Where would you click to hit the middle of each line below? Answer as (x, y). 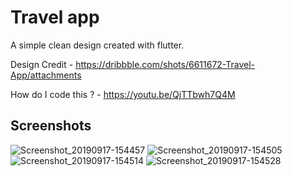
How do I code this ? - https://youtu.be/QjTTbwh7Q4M (123, 94)
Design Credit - (42, 64)
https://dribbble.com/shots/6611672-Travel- (165, 64)
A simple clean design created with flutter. (97, 45)
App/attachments (46, 75)
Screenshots (51, 126)
